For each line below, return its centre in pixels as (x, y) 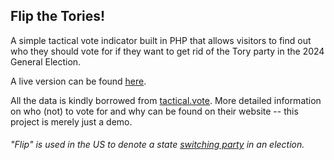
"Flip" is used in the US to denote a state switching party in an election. (157, 145)
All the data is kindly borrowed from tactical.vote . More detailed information (166, 100)
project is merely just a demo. (71, 121)
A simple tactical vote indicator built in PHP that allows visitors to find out (161, 40)
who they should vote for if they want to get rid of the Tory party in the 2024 (167, 51)
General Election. (46, 61)
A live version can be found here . (78, 81)
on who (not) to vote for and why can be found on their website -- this (154, 111)
